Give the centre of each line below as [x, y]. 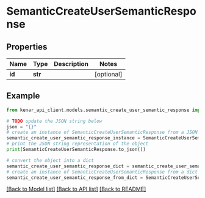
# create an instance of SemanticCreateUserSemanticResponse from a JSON [102, 133]
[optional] [108, 74]
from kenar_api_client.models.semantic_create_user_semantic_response [98, 110]
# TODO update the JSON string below [54, 121]
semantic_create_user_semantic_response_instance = [73, 138]
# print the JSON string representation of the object [77, 144]
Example [23, 96]
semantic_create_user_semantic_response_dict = [68, 166]
